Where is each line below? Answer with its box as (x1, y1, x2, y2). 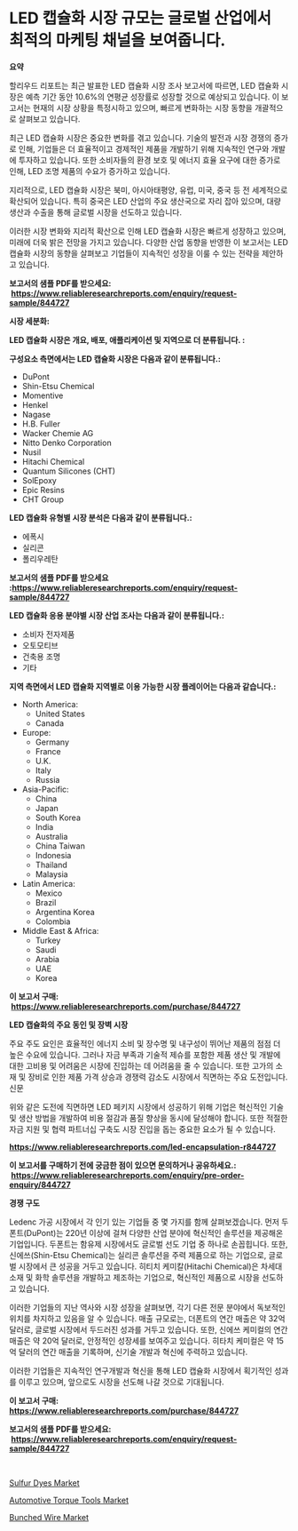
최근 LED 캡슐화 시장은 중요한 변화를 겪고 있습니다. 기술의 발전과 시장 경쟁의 (9, 132, 272, 143)
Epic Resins (21, 484, 65, 495)
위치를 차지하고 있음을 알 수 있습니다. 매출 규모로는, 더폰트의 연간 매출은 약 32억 (9, 1312, 286, 1324)
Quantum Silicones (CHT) (21, 466, 116, 476)
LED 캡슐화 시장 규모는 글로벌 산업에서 (9, 8, 272, 28)
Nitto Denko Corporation (21, 437, 113, 448)
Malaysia (35, 868, 68, 880)
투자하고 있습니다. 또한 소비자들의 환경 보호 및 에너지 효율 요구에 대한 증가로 (18, 155, 281, 165)
